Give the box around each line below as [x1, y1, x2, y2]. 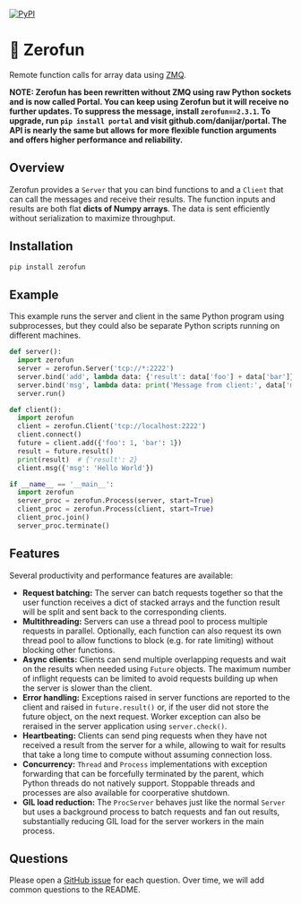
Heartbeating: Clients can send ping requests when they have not [21, 730, 267, 741]
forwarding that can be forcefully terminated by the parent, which [21, 768, 264, 779]
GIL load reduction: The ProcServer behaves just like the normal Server [21, 796, 286, 807]
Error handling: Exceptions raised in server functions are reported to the [21, 692, 291, 702]
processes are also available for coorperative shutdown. [21, 787, 230, 797]
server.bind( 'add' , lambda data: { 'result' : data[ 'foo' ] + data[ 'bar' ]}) [17, 372, 298, 381]
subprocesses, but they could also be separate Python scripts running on [9, 321, 280, 331]
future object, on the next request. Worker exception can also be [21, 710, 262, 721]
